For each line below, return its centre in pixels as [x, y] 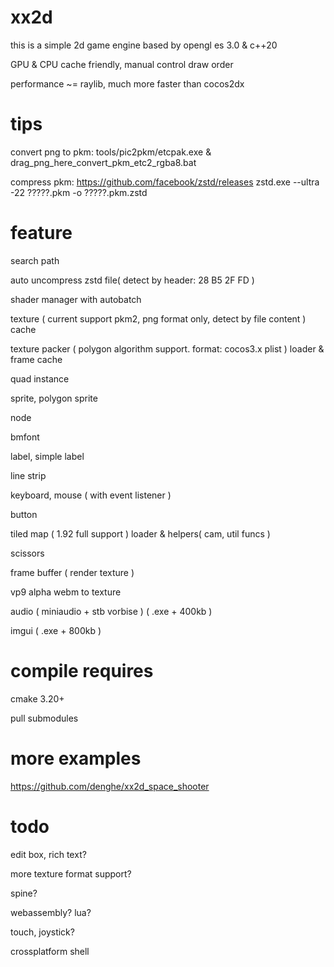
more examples [76, 758]
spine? [24, 893]
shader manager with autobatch [76, 299]
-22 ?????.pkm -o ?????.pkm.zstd [79, 192]
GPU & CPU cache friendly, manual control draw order [122, 64]
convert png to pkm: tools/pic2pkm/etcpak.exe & [111, 152]
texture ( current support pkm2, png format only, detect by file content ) [158, 318]
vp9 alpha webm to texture [66, 592]
